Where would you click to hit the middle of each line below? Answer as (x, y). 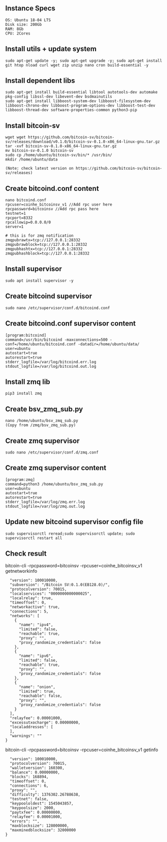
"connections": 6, (29, 786)
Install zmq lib (28, 382)
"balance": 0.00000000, (35, 772)
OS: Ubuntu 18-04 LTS (28, 20)
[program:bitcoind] (26, 335)
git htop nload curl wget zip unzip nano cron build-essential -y (77, 65)
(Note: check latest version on (39, 169)
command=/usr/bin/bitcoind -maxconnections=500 (57, 340)
